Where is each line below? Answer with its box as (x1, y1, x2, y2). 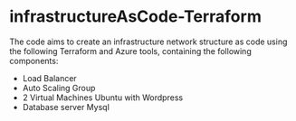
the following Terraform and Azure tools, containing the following (9, 45, 252, 56)
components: (9, 55, 59, 66)
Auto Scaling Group (22, 82, 96, 93)
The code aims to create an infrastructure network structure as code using (9, 36, 288, 47)
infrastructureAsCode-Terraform (9, 6, 263, 27)
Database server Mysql (22, 101, 110, 112)
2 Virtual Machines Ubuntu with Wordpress (22, 92, 184, 103)
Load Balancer (22, 72, 77, 83)
